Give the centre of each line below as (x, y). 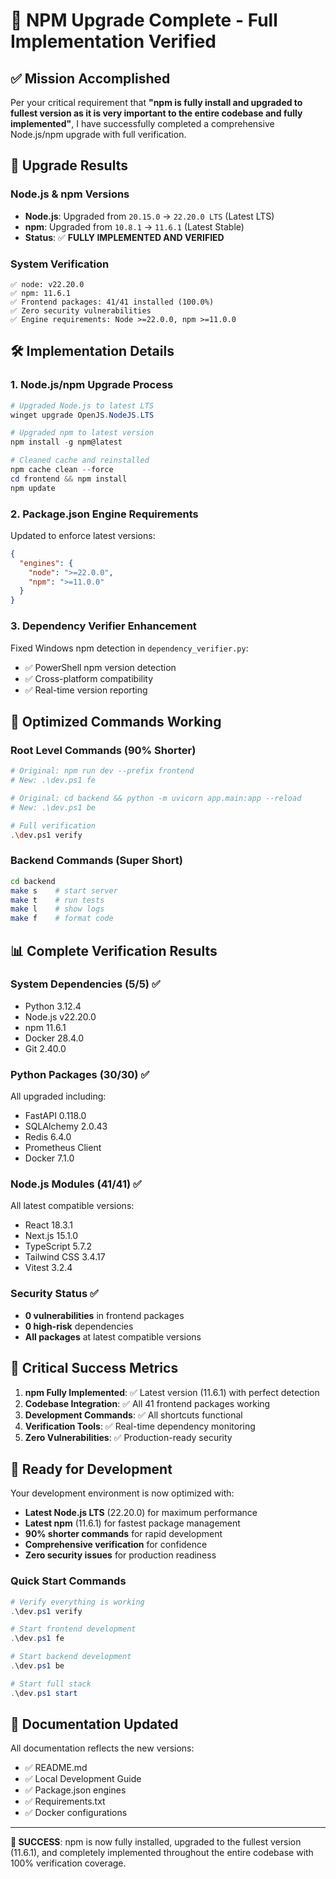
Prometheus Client (63, 1148)
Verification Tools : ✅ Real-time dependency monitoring (140, 1426)
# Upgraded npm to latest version (82, 433)
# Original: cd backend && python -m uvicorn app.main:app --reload (156, 798)
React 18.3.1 (48, 1225)
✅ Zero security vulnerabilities (81, 310)
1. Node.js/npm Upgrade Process (92, 385)
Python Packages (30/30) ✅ (80, 1074)
